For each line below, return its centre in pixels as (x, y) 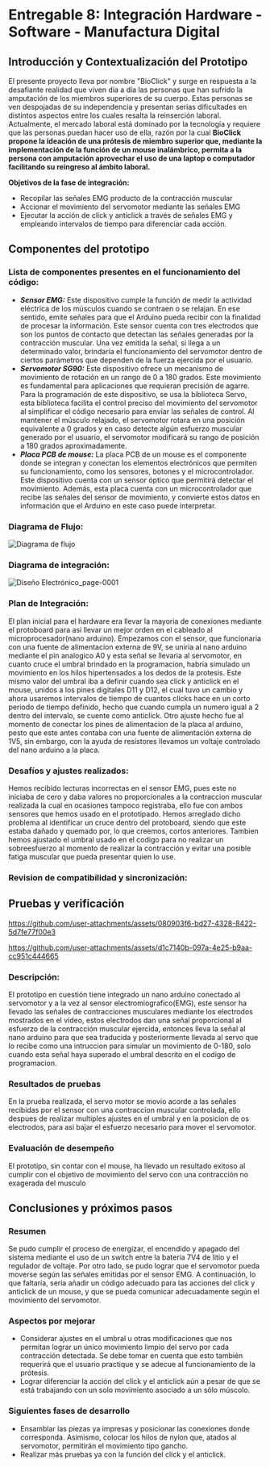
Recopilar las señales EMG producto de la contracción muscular (126, 198)
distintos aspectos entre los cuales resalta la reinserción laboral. (115, 115)
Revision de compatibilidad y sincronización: (98, 877)
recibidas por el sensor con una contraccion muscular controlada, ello (125, 1110)
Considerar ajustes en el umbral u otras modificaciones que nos (126, 1339)
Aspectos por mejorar (52, 1321)
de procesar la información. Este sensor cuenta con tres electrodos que (139, 325)
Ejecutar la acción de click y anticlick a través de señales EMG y (127, 215)
